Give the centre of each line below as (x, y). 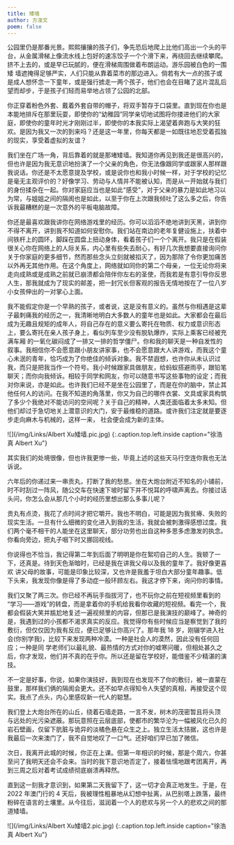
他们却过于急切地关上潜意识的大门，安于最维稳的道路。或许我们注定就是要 (114, 411)
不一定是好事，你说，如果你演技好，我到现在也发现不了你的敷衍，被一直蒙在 (117, 680)
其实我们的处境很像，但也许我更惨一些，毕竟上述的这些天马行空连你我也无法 (117, 458)
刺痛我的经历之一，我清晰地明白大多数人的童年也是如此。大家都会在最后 (123, 315)
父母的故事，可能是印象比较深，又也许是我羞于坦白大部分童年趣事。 (118, 572)
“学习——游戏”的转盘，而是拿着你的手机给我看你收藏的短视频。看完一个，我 (117, 604)
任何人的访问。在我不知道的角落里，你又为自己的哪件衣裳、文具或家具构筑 (120, 393)
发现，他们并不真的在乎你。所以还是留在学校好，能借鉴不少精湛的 (126, 656)
